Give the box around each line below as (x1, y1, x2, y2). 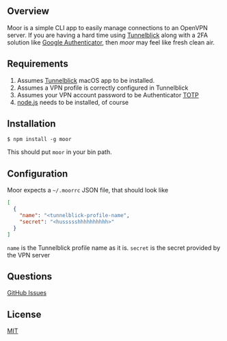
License (7, 308, 42, 320)
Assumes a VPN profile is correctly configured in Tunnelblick (16, 84, 189, 92)
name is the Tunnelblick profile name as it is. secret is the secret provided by (7, 243, 221, 252)
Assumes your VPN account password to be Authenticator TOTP (16, 90, 200, 99)
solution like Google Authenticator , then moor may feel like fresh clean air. (7, 38, 215, 47)
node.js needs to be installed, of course (16, 98, 129, 106)
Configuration (7, 168, 68, 179)
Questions (7, 270, 53, 282)
